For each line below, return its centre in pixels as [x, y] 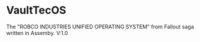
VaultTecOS [36, 10]
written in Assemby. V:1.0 [37, 33]
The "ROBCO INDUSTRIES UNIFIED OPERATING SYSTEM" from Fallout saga [100, 27]
